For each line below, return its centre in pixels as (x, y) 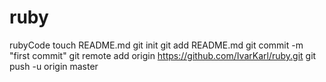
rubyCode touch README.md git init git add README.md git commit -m (156, 45)
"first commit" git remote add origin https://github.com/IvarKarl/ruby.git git (163, 55)
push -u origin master (54, 66)
